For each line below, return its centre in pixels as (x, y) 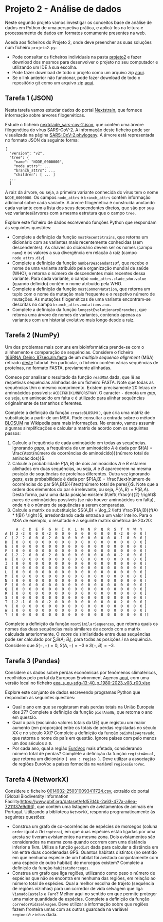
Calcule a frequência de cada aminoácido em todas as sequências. (79, 443)
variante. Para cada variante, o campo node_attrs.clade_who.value (79, 278)
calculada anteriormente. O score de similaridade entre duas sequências (78, 634)
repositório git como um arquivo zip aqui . (53, 83)
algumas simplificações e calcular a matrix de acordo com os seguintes (77, 428)
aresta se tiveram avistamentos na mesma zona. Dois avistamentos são (84, 837)
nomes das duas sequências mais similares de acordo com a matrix (73, 629)
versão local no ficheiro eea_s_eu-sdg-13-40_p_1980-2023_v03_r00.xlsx (78, 683)
